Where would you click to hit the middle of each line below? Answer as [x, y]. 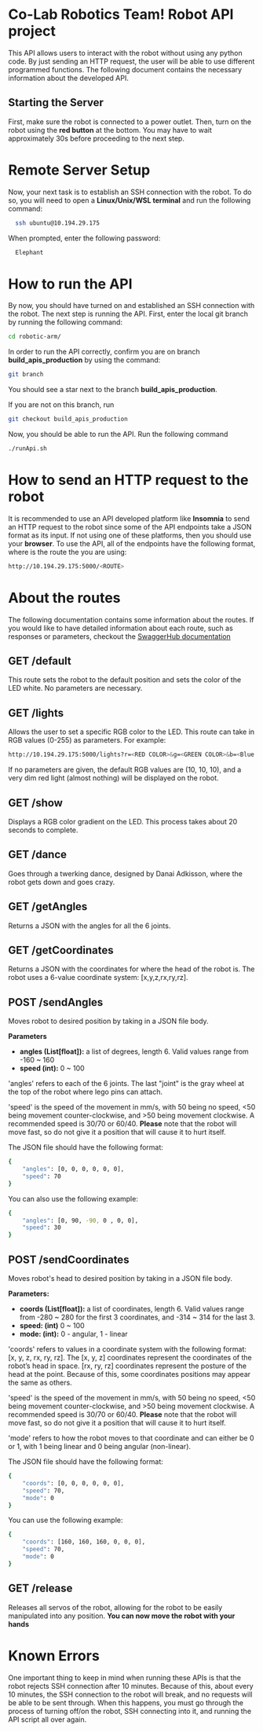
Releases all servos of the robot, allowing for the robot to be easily [115, 1607]
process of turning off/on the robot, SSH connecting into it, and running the [130, 1711]
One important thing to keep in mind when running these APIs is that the [125, 1677]
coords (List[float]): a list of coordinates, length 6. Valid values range [132, 1309]
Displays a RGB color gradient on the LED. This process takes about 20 [123, 821]
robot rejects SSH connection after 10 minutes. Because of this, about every [131, 1686]
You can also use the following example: [73, 1198]
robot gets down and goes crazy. [62, 882]
